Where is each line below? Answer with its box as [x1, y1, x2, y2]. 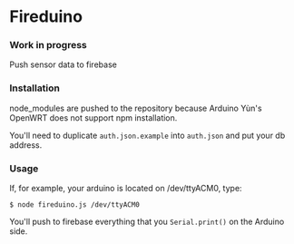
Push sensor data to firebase [9, 59, 118, 70]
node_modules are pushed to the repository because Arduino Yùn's [9, 102, 262, 113]
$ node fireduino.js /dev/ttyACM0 [9, 200, 141, 210]
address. [9, 139, 43, 151]
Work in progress [9, 39, 88, 52]
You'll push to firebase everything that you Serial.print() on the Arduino [9, 216, 285, 228]
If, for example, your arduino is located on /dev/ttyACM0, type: [9, 183, 242, 194]
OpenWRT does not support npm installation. [9, 112, 178, 123]
